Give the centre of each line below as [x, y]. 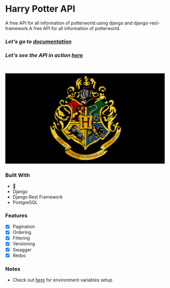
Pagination [24, 226]
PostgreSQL [25, 202]
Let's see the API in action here [44, 55]
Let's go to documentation [38, 41]
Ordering [22, 233]
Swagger [22, 249]
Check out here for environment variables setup [62, 280]
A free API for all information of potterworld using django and [69, 23]
